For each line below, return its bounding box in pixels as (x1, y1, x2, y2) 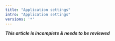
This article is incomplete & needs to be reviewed (5, 30, 110, 36)
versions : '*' (5, 16, 35, 21)
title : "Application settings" (5, 7, 71, 12)
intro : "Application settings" (5, 12, 71, 17)
